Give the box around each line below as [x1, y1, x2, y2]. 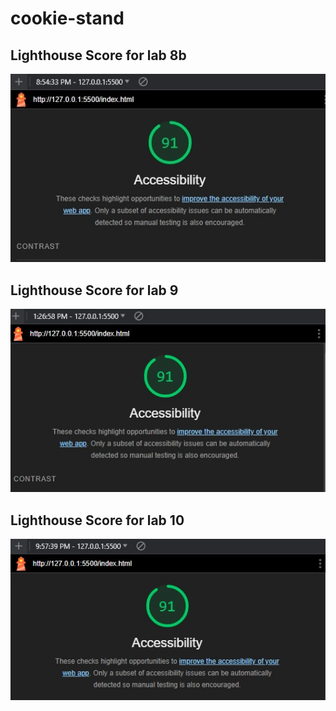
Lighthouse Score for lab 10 [10, 512, 185, 529]
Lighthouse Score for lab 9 [10, 282, 179, 299]
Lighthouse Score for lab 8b [10, 47, 187, 64]
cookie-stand [10, 7, 125, 30]
